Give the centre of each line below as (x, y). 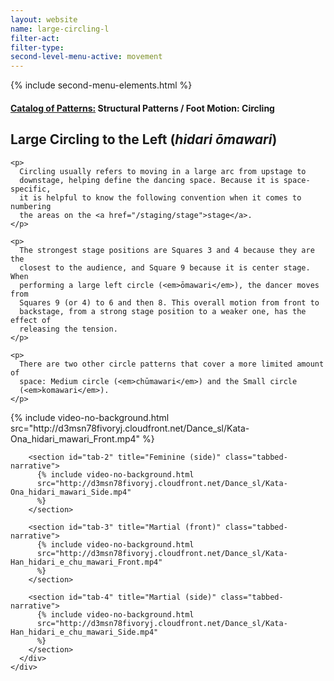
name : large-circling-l (60, 29)
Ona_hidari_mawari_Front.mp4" (75, 438)
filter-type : (37, 47)
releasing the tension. (68, 329)
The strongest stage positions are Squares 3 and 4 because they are (167, 250)
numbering (31, 206)
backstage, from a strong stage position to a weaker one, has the (163, 311)
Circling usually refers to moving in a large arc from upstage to (163, 171)
